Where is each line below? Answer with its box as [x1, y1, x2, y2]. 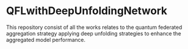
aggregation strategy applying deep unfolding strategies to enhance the [6, 30, 181, 37]
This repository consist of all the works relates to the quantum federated [6, 24, 182, 31]
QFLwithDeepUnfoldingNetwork [6, 4, 167, 18]
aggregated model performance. [6, 36, 86, 43]
